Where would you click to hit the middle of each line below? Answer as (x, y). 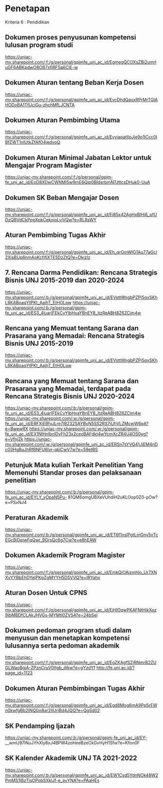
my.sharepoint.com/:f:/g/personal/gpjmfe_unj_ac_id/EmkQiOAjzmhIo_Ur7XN (81, 572)
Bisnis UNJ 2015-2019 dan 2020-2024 (65, 280)
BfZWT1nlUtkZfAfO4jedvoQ (33, 142)
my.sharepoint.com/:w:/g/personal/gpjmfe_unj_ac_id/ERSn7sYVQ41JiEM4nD (81, 444)
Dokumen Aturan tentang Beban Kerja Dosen (74, 83)
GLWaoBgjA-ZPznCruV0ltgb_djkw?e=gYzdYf (50, 668)
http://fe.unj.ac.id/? (116, 668)
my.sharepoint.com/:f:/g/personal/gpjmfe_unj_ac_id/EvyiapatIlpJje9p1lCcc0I (81, 137)
